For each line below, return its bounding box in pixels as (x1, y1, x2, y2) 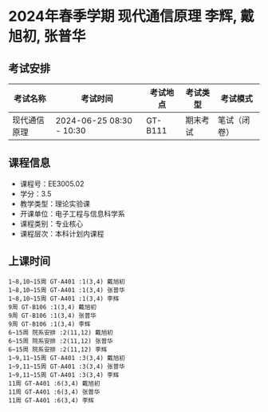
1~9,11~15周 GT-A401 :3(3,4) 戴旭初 (8, 354, 125, 362)
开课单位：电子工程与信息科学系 (19, 208, 125, 218)
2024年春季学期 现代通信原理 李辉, (8, 7, 238, 26)
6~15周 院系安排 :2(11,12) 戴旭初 (8, 328, 113, 336)
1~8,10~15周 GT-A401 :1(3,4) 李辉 (8, 295, 120, 303)
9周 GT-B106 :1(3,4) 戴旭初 (8, 303, 97, 311)
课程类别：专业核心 (19, 219, 84, 228)
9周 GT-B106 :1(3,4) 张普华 (8, 311, 97, 319)
